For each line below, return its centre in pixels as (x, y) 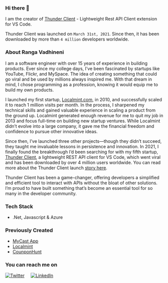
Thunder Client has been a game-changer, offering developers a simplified (82, 177)
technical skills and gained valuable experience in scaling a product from (80, 110)
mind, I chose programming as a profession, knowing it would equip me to (82, 84)
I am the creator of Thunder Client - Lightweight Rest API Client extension (81, 19)
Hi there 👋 (18, 8)
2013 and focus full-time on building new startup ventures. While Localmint (83, 121)
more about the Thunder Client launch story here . (56, 168)
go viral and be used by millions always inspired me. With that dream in (78, 79)
